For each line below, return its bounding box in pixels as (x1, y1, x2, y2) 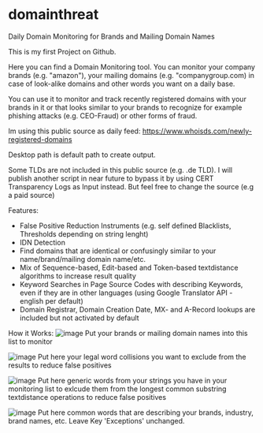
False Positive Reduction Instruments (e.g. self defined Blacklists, (19, 221, 232, 230)
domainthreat (8, 6, 99, 24)
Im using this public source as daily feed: (8, 126, 141, 136)
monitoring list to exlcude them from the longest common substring (8, 384, 227, 394)
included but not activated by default (19, 313, 139, 323)
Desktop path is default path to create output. (8, 150, 156, 159)
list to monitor (8, 337, 53, 346)
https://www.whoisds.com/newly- (142, 126, 253, 136)
